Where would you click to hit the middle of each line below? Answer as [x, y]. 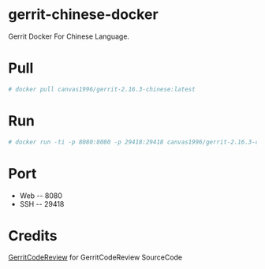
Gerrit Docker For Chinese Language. [69, 36]
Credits [33, 235]
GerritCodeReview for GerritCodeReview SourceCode [95, 257]
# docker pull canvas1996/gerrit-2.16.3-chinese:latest [102, 89]
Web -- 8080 [41, 196]
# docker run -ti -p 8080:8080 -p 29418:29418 [86, 142]
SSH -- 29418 [42, 204]
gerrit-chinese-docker [84, 15]
